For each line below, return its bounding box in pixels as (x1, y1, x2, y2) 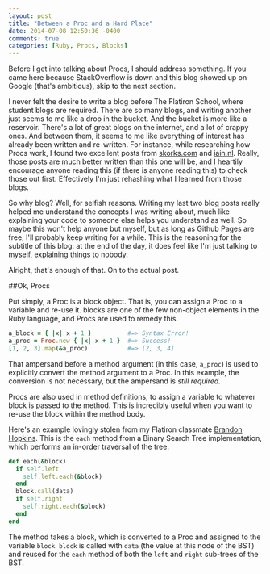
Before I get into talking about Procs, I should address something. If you (8, 64, 247, 73)
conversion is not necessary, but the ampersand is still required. (8, 376, 222, 386)
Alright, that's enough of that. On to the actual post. (8, 266, 180, 275)
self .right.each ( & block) (23, 502, 106, 510)
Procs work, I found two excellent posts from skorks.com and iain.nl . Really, (8, 149, 260, 158)
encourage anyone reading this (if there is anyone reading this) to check (8, 165, 248, 175)
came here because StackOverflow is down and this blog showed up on (8, 73, 247, 82)
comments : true (8, 34, 60, 43)
